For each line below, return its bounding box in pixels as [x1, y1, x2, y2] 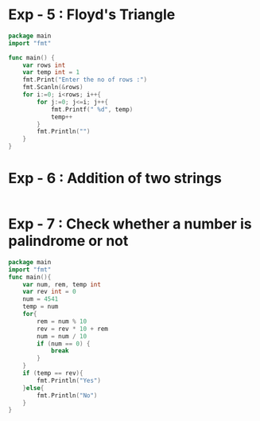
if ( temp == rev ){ [22, 369, 83, 377]
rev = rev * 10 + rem [37, 325, 109, 333]
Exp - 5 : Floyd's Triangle [8, 6, 176, 24]
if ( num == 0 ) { [37, 340, 91, 348]
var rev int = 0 [22, 288, 77, 296]
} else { [22, 384, 45, 392]
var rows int [22, 61, 66, 69]
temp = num [22, 302, 59, 311]
